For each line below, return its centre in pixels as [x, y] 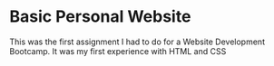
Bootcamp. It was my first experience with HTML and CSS [118, 51]
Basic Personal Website [100, 17]
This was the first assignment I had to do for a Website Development [137, 42]
